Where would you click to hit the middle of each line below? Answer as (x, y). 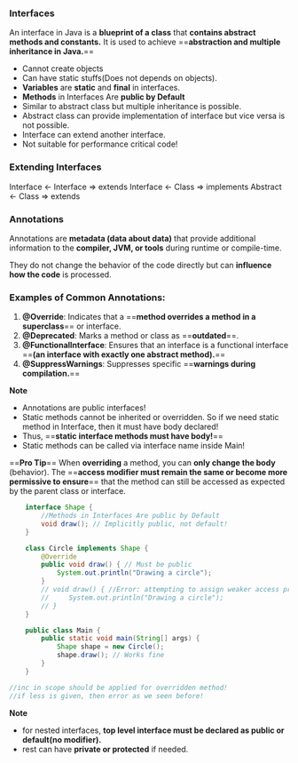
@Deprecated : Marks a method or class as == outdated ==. (130, 336)
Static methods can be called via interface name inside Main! (133, 446)
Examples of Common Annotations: (87, 298)
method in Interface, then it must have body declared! (120, 427)
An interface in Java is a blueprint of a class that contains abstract (133, 33)
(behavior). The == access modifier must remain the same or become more (149, 473)
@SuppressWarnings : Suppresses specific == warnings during (139, 364)
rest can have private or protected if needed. (105, 749)
